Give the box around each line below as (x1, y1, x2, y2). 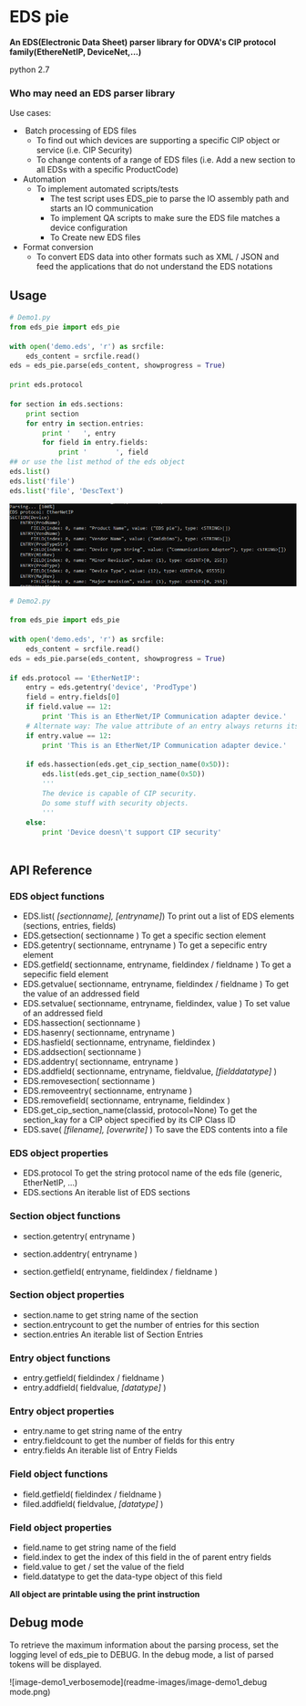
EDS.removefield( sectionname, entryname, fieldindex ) (22, 1094, 230, 1106)
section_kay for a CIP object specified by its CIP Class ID (22, 1114, 237, 1125)
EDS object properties (9, 1146, 109, 1159)
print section (25, 409, 79, 418)
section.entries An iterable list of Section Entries (22, 1329, 203, 1340)
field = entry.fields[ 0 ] (25, 692, 120, 702)
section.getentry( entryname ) (22, 1230, 136, 1241)
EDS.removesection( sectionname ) (22, 1075, 156, 1086)
